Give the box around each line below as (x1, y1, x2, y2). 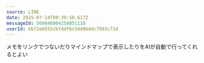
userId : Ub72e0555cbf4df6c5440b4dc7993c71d (6, 25, 119, 32)
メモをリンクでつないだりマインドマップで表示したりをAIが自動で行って (6, 43, 188, 50)
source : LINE (6, 8, 40, 15)
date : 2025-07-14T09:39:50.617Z (6, 15, 88, 21)
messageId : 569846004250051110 (6, 20, 86, 26)
